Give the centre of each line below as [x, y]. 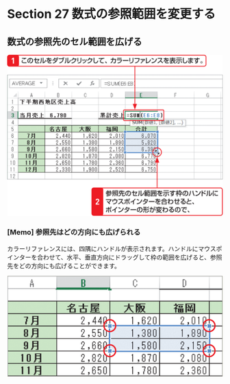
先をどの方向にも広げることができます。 [64, 265]
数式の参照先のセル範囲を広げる [75, 41]
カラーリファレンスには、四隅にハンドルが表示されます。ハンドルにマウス [112, 248]
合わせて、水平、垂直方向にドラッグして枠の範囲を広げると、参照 [129, 257]
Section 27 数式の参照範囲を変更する [112, 14]
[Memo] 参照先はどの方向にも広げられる [74, 232]
